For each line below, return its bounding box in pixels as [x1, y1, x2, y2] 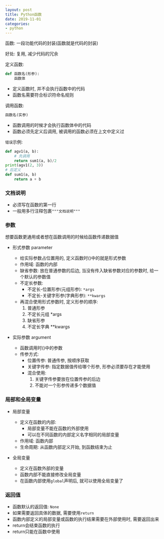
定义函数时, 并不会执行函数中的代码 [12, 85, 85, 91]
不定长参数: [19, 280, 43, 286]
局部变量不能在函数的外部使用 [27, 425, 89, 431]
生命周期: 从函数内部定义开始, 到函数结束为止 [19, 444, 113, 450]
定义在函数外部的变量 [19, 465, 64, 471]
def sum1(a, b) [5, 172, 37, 177]
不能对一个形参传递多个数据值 [34, 382, 96, 388]
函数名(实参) [5, 112, 28, 117]
